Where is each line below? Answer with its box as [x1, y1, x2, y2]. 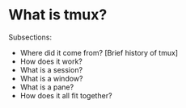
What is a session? [19, 64, 83, 74]
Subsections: [8, 32, 53, 42]
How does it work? [19, 56, 83, 66]
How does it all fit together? [19, 90, 112, 100]
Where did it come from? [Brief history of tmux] [19, 48, 179, 57]
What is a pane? [19, 82, 74, 92]
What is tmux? [8, 6, 108, 24]
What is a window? [19, 73, 83, 83]
